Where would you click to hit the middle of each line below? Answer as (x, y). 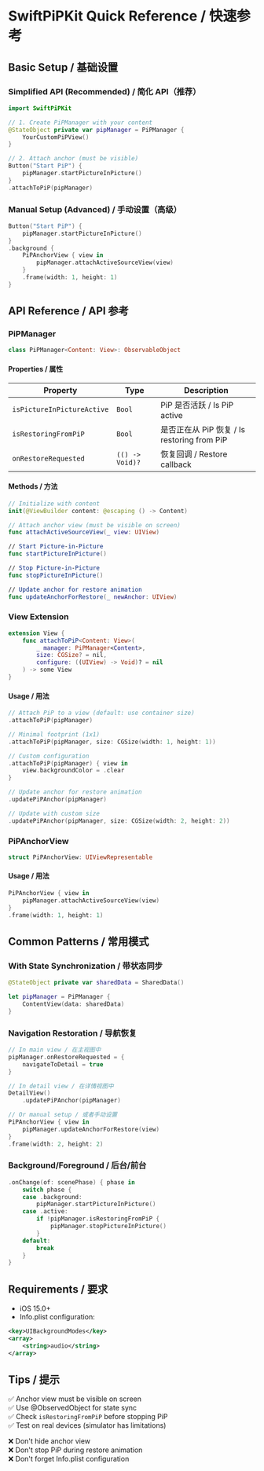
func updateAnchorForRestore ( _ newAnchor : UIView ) (93, 597)
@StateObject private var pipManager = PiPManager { (96, 130)
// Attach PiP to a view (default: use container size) (101, 713)
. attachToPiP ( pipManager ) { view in (68, 763)
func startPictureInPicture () (58, 554)
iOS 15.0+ (35, 1308)
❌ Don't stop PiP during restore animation (75, 1450)
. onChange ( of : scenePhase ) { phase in (71, 1182)
